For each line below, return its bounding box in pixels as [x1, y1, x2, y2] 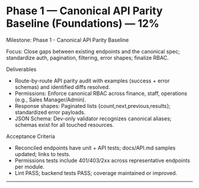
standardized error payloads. [14, 109, 86, 116]
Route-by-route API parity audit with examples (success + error [14, 77, 170, 84]
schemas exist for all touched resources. [14, 121, 114, 128]
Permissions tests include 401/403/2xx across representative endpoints [14, 157, 191, 164]
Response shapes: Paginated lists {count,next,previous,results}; [14, 102, 171, 109]
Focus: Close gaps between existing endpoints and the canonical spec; [6, 47, 180, 55]
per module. [14, 163, 44, 170]
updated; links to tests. [14, 150, 71, 158]
